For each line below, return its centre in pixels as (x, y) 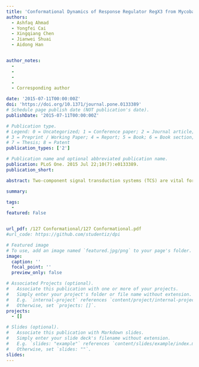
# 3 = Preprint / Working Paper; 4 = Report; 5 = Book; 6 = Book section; (100, 137)
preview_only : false (37, 273)
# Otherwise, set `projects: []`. (51, 305)
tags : (13, 202)
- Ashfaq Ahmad (30, 23)
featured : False (26, 213)
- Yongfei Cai (29, 28)
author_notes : (24, 60)
